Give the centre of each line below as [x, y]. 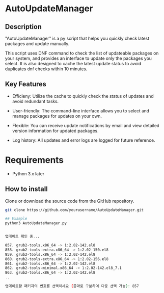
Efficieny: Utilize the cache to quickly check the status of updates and [83, 96]
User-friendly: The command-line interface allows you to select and [81, 110]
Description [23, 27]
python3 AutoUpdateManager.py [36, 223]
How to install [27, 189]
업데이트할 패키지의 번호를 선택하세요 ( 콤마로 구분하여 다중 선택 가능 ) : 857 [72, 286]
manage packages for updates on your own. [57, 116]
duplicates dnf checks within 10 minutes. [46, 69]
